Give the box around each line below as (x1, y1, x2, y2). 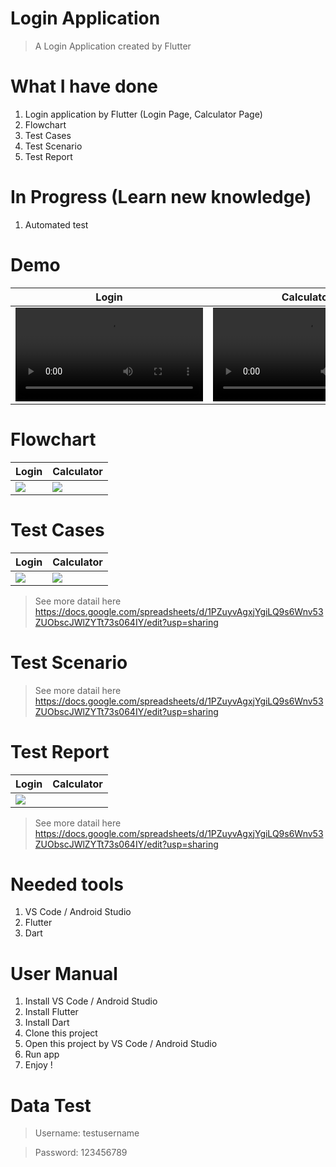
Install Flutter (24, 1006, 79, 1018)
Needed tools (10, 873, 124, 896)
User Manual (10, 962, 118, 985)
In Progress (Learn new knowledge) (10, 186, 312, 209)
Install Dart (24, 1017, 70, 1029)
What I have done (10, 75, 158, 98)
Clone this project (24, 1027, 98, 1039)
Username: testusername (34, 1127, 140, 1139)
